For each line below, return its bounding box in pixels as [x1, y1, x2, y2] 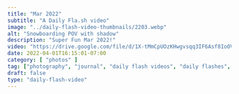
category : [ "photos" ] [7, 57, 78, 64]
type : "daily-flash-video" [7, 76, 87, 83]
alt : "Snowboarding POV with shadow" [7, 30, 119, 37]
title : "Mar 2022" [7, 10, 62, 18]
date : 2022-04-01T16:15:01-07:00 [7, 50, 107, 57]
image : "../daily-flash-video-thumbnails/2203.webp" [7, 23, 167, 30]
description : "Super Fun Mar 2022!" [7, 37, 116, 44]
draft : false [7, 69, 46, 76]
